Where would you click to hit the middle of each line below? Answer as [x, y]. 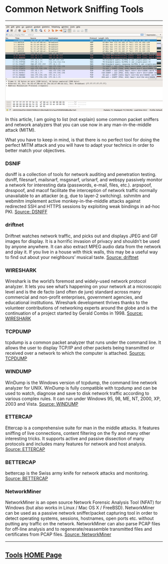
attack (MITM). [20, 130]
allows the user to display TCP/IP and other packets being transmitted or [80, 348]
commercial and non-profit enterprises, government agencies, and [74, 297]
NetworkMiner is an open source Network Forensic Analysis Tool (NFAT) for [83, 502]
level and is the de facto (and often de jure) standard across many [73, 292]
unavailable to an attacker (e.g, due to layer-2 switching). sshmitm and [77, 196]
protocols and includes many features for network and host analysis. [76, 444]
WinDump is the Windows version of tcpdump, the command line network [81, 383]
